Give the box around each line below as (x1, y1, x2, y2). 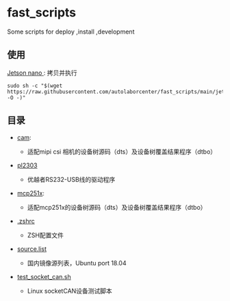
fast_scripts (7, 5, 77, 21)
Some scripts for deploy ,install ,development (7, 27, 135, 36)
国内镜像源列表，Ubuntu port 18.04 (27, 258, 127, 267)
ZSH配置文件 (27, 231, 64, 239)
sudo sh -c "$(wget (7, 82, 63, 89)
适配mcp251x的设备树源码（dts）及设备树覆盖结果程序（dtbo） (27, 203, 207, 211)
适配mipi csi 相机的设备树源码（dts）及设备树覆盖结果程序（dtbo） (27, 147, 217, 156)
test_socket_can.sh (16, 272, 72, 280)
